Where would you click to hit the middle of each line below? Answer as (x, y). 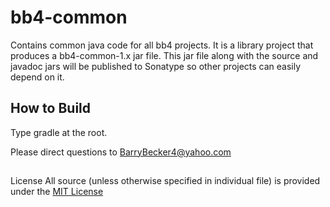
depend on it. (37, 77)
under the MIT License (57, 192)
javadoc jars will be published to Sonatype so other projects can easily (156, 66)
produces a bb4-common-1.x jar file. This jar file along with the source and (164, 55)
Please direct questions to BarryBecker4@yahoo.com (121, 152)
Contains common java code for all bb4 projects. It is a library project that (162, 45)
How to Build (51, 108)
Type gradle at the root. (59, 132)
